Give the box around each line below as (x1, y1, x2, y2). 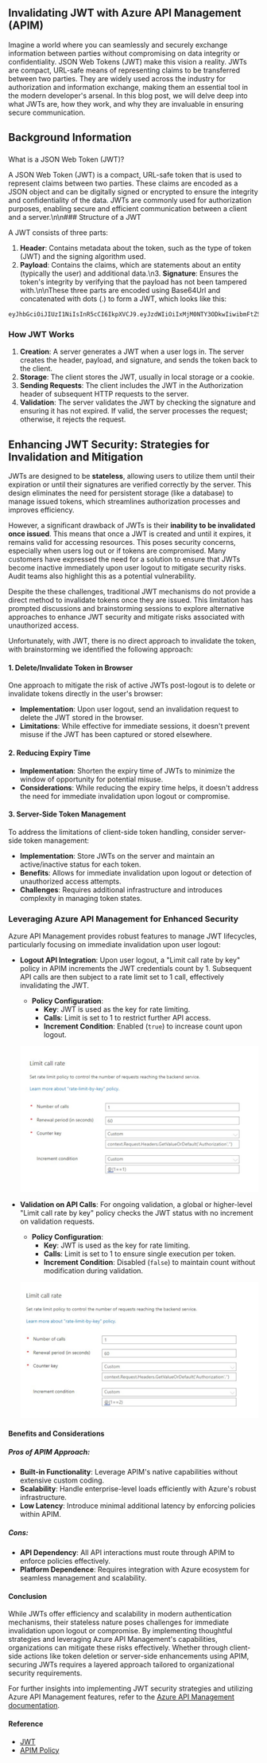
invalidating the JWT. (19, 981, 90, 990)
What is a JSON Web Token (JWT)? (8, 155, 125, 164)
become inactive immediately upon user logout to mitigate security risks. (8, 563, 246, 573)
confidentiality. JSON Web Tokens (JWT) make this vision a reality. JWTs (8, 57, 248, 66)
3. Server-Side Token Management (8, 809, 126, 819)
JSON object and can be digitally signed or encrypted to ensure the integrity (8, 187, 258, 197)
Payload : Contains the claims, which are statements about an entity (19, 261, 242, 270)
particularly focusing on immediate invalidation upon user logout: (8, 940, 221, 950)
